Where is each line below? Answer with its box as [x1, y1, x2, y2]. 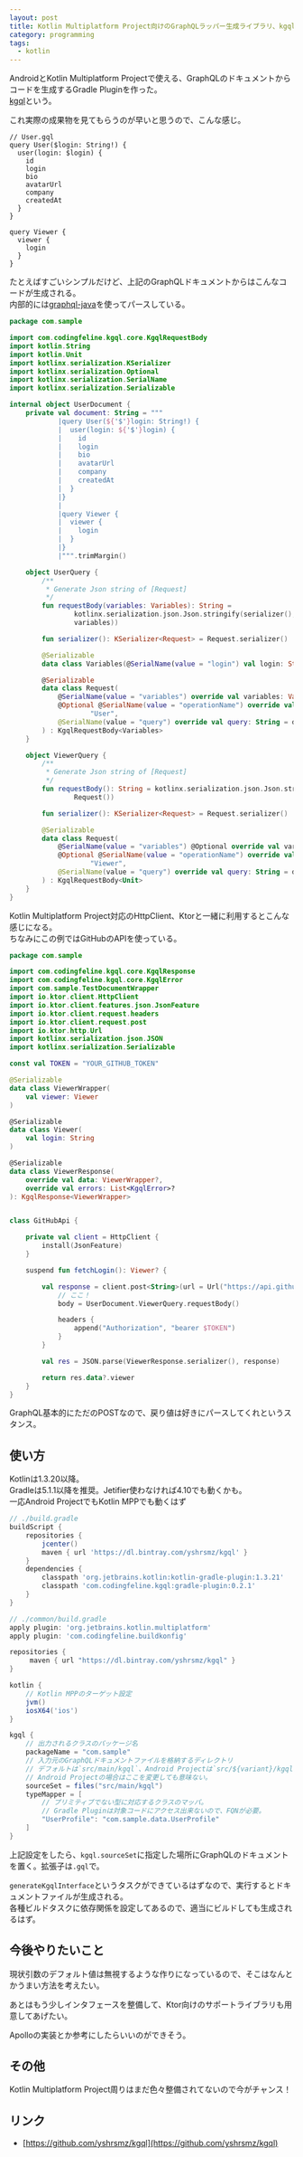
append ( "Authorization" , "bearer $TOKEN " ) [73, 1324, 236, 1333]
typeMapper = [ [25, 1790, 83, 1799]
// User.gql [9, 133, 54, 142]
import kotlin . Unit [9, 350, 83, 359]
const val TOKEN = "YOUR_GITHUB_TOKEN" [9, 1059, 160, 1068]
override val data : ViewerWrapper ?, [25, 1175, 164, 1185]
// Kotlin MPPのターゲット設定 [25, 1689, 133, 1698]
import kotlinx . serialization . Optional [9, 367, 160, 376]
